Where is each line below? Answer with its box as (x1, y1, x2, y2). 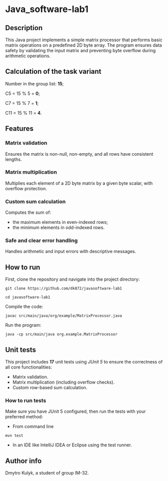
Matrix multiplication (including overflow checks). (12, 379, 115, 385)
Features (5, 125, 34, 133)
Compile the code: (5, 304, 44, 310)
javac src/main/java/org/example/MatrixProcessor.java (5, 313, 122, 318)
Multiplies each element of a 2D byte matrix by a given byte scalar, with (5, 180, 153, 186)
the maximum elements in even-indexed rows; (12, 219, 108, 225)
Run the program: (5, 322, 42, 328)
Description (5, 24, 43, 32)
